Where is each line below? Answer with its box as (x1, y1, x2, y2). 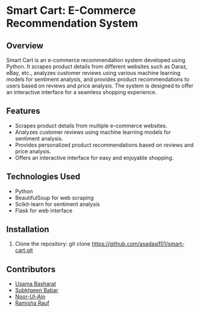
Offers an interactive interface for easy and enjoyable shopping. (14, 154, 174, 161)
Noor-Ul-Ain (14, 293, 46, 301)
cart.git (14, 247, 33, 254)
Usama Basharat (14, 280, 56, 287)
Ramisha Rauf (14, 299, 49, 307)
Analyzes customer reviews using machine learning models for (14, 128, 172, 136)
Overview (6, 40, 44, 51)
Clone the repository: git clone (14, 240, 90, 247)
